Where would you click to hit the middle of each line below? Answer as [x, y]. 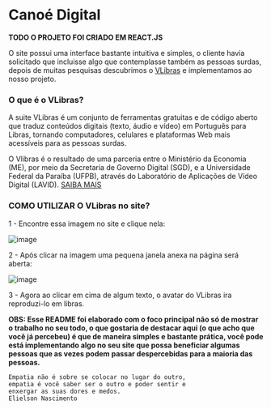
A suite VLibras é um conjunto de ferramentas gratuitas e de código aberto [133, 117]
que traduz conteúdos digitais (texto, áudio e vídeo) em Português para [127, 126]
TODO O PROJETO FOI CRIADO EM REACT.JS [86, 37]
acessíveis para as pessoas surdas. [68, 143]
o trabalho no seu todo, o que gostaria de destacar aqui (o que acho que [131, 328]
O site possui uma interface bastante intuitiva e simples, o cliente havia [127, 53]
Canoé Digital [55, 15]
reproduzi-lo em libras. [47, 303]
